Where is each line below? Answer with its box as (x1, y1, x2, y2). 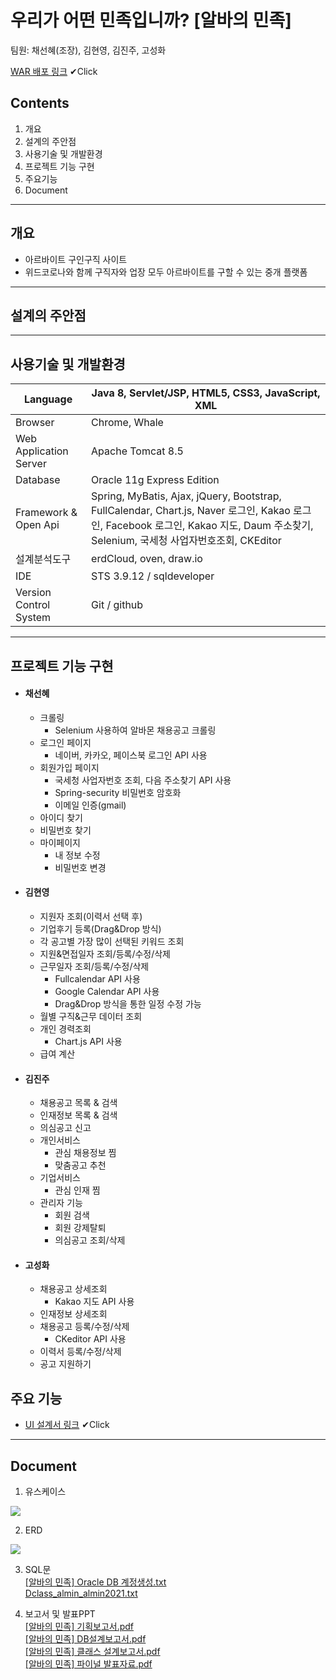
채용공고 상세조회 (39, 1283, 108, 1295)
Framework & (15, 506, 78, 520)
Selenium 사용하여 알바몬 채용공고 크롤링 (54, 724, 217, 736)
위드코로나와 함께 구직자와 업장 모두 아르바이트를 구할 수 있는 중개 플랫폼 (24, 266, 308, 278)
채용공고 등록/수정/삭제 (39, 1321, 130, 1333)
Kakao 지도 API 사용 (54, 1296, 135, 1308)
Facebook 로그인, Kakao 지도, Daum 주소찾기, (105, 519, 314, 533)
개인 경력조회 (39, 1022, 92, 1035)
